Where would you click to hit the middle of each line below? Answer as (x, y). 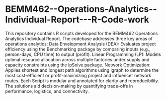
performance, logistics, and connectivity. (47, 91)
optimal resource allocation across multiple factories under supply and (77, 59)
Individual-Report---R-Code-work (77, 20)
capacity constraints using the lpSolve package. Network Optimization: (78, 65)
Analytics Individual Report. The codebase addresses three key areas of (79, 39)
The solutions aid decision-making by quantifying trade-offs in (69, 86)
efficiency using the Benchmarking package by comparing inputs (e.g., (78, 49)
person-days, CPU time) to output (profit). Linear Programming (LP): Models (83, 54)
